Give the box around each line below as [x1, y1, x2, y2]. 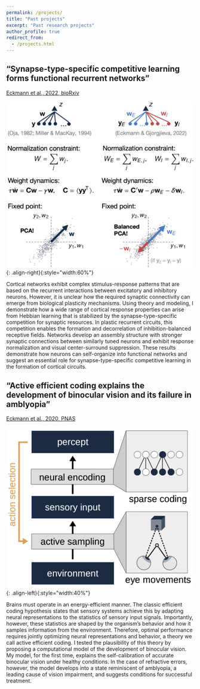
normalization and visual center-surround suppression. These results [6, 344, 176, 351]
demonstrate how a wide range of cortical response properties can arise [6, 306, 184, 313]
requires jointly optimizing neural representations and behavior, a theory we [6, 633, 192, 640]
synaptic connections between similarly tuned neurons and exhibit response [6, 338, 194, 345]
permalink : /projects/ [6, 10, 63, 16]
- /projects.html [11, 41, 55, 47]
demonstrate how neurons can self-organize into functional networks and [6, 350, 187, 358]
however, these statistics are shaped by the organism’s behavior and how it [6, 620, 191, 627]
